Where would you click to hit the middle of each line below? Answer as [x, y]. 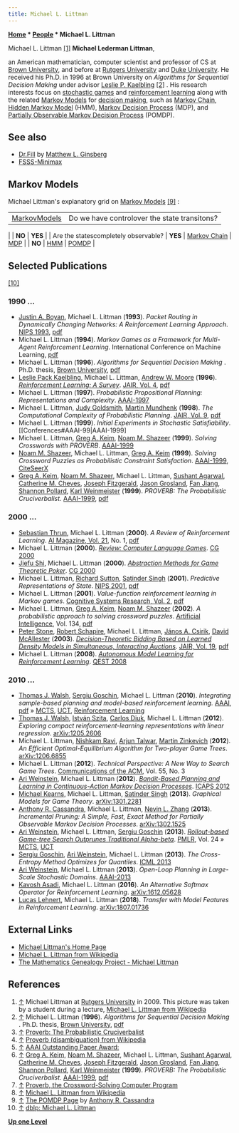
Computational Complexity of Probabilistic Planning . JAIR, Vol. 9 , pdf [119, 415]
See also [27, 137]
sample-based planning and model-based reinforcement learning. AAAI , [125, 703]
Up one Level [28, 1121]
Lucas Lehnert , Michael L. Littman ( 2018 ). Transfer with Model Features [124, 899]
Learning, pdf [38, 355]
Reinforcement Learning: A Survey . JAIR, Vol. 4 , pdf [94, 385]
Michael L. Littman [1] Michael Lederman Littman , [81, 48]
